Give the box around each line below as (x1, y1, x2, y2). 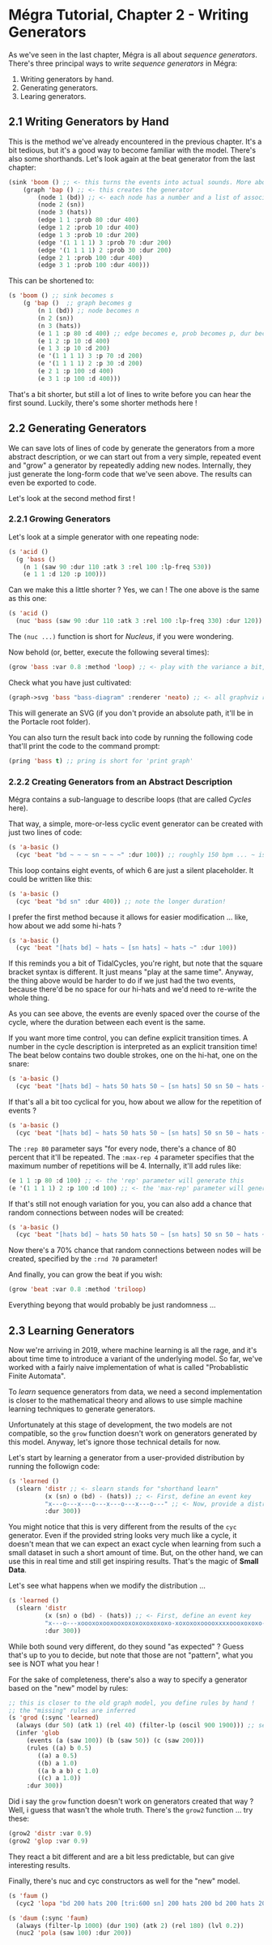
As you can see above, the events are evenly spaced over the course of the (8, 1009, 261, 1018)
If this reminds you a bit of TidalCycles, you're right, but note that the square (8, 958, 263, 968)
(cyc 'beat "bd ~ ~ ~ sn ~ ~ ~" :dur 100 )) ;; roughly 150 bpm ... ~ (15, 850, 255, 858)
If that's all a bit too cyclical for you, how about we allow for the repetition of (8, 1097, 262, 1107)
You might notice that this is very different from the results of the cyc (8, 1522, 237, 1532)
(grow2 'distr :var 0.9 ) (8, 1830, 92, 1838)
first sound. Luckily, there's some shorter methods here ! (8, 398, 198, 408)
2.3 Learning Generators (8, 1324, 135, 1338)
